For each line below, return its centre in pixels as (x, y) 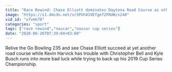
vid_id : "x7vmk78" (25, 19)
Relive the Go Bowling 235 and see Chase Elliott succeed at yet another (81, 48)
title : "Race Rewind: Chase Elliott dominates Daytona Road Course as (82, 10)
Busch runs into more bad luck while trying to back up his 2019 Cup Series (84, 59)
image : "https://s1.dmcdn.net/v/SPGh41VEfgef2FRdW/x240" (67, 15)
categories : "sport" (27, 24)
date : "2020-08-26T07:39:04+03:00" (43, 33)
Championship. (21, 64)
